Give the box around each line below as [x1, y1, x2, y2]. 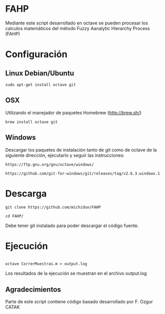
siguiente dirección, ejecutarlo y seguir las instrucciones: [5, 152, 125, 158]
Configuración [5, 49, 68, 60]
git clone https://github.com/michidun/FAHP [5, 205, 101, 210]
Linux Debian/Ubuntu [5, 69, 75, 77]
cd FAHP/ [5, 213, 24, 219]
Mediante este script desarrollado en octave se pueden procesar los [5, 20, 148, 26]
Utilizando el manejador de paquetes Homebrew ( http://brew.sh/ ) [5, 109, 142, 116]
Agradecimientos [5, 285, 61, 294]
